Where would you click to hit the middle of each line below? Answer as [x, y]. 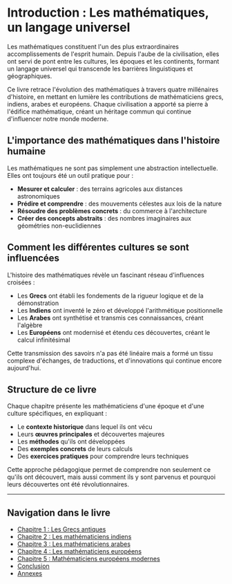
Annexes [30, 574]
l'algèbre [30, 325]
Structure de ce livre [52, 389]
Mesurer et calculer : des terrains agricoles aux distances [100, 189]
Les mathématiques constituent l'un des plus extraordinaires [93, 46]
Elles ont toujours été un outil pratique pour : [70, 175]
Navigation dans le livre [59, 512]
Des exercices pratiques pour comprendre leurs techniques [103, 456]
